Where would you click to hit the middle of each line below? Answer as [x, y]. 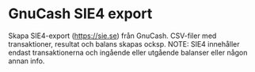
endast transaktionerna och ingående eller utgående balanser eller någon [128, 52]
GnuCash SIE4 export [80, 14]
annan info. [27, 61]
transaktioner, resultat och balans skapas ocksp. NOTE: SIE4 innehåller [124, 44]
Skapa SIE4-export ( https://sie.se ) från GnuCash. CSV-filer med [112, 36]
